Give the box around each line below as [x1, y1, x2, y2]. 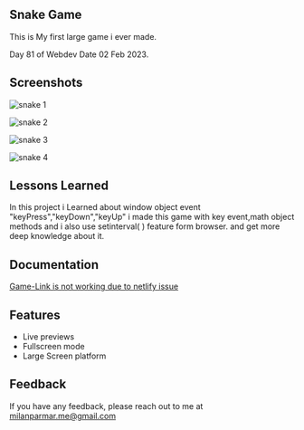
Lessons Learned [9, 178, 109, 194]
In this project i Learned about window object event [9, 202, 201, 213]
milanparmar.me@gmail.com [9, 410, 116, 421]
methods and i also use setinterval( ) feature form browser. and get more [9, 221, 280, 232]
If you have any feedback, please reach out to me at [9, 400, 204, 411]
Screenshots [9, 75, 83, 91]
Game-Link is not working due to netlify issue [9, 281, 179, 292]
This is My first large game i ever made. [9, 31, 157, 42]
